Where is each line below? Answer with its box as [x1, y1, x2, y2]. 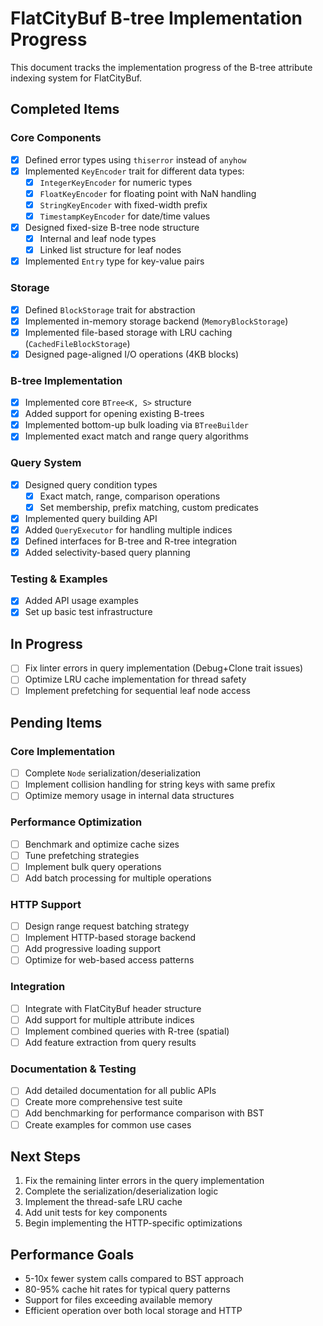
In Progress [10, 635, 83, 652]
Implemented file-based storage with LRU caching [24, 326, 233, 338]
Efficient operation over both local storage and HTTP [24, 1305, 243, 1317]
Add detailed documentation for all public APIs [24, 1085, 217, 1097]
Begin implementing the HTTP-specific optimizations [24, 1217, 243, 1229]
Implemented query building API [24, 512, 158, 524]
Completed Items [10, 101, 120, 118]
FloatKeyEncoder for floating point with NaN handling [39, 187, 257, 199]
